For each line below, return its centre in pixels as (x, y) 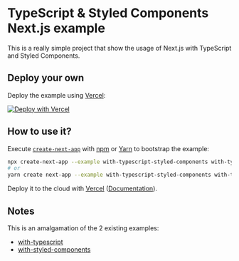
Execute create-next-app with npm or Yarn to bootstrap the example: (108, 148)
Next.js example (56, 28)
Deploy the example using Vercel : (57, 95)
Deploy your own (46, 78)
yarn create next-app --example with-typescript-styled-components (110, 175)
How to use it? (39, 132)
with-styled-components (54, 250)
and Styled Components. (44, 56)
